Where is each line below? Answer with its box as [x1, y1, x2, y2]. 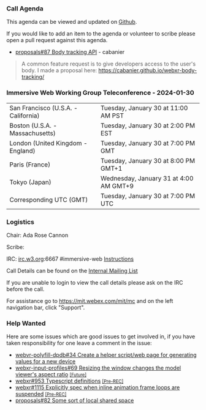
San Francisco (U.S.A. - [9, 103, 78, 112]
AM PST [100, 111, 124, 120]
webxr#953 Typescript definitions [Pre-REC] [15, 378, 124, 385]
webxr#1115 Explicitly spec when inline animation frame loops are [15, 384, 180, 391]
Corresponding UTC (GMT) [9, 195, 88, 204]
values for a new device [15, 358, 76, 365]
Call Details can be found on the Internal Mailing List [6, 267, 138, 274]
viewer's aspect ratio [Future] [15, 371, 87, 378]
